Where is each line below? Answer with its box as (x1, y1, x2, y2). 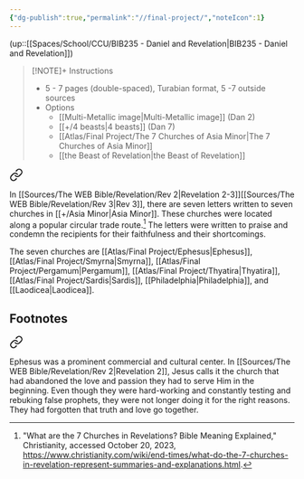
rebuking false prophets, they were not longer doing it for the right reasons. (9, 395, 290, 406)
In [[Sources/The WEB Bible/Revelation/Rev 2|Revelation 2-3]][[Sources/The (9, 189, 295, 200)
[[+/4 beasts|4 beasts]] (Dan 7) (58, 121, 176, 132)
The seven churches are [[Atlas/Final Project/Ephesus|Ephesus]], (9, 246, 253, 258)
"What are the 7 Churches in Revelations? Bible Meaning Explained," (22, 430, 278, 441)
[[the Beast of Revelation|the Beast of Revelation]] (58, 150, 246, 161)
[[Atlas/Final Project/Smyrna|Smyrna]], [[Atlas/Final (9, 256, 201, 267)
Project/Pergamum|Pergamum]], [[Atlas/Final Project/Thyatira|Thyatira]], (9, 266, 280, 277)
